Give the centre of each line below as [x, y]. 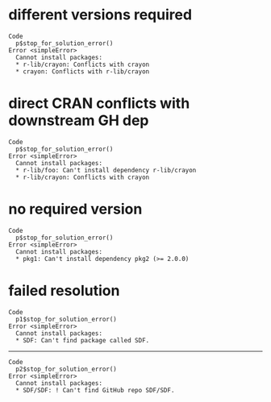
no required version [75, 209]
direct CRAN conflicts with [99, 104]
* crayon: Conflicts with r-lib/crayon [83, 71]
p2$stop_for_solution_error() [66, 369]
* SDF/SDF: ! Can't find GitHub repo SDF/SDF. [95, 390]
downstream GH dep [79, 120]
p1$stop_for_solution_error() [66, 319]
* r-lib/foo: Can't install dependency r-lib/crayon [106, 170]
